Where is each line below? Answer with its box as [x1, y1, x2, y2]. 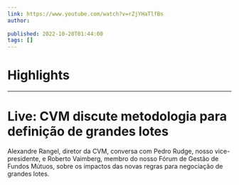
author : [7, 17, 31, 24]
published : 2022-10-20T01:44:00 [7, 30, 103, 38]
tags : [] [7, 37, 33, 44]
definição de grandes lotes [7, 123, 169, 140]
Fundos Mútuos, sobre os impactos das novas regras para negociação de [7, 162, 223, 170]
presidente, [7, 155, 41, 163]
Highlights [7, 67, 70, 84]
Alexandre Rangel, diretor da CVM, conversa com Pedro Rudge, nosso [7, 147, 213, 155]
